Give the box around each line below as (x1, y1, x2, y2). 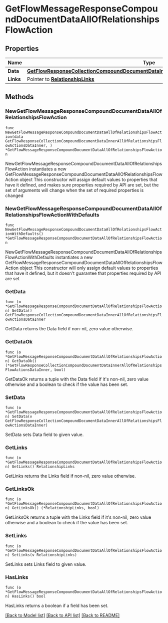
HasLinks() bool (11, 594, 46, 599)
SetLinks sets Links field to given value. (5, 561, 86, 567)
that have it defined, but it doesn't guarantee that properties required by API (5, 270, 161, 276)
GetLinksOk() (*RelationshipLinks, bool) (11, 506, 99, 511)
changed (5, 192, 23, 198)
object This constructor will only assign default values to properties (19, 265, 158, 271)
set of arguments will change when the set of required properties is (5, 187, 144, 193)
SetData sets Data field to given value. (5, 432, 84, 438)
